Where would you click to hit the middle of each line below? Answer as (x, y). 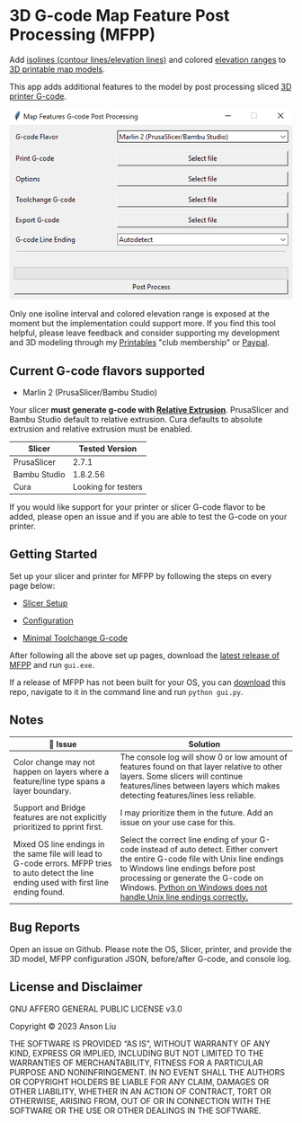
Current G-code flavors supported (107, 371)
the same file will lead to (58, 854)
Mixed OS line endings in (59, 844)
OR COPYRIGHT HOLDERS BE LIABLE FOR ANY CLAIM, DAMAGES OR (139, 1082)
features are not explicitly (60, 817)
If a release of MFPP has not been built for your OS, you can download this (147, 682)
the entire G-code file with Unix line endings (202, 859)
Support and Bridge (49, 808)
